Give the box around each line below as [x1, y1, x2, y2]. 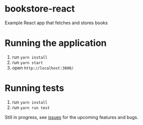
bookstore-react [5, 3, 75, 15]
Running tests [5, 83, 64, 94]
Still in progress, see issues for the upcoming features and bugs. [5, 114, 139, 120]
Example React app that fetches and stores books [5, 20, 108, 26]
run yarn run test [12, 104, 50, 110]
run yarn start [12, 59, 43, 66]
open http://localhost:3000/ [12, 65, 74, 71]
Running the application [5, 37, 107, 49]
